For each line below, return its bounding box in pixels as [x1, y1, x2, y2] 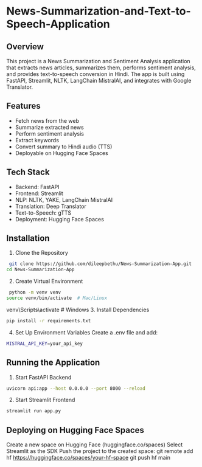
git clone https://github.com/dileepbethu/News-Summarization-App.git [9, 261, 192, 267]
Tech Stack [6, 167, 50, 178]
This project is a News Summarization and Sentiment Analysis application [6, 58, 190, 64]
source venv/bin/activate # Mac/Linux [6, 295, 108, 302]
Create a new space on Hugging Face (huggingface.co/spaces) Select [6, 441, 183, 448]
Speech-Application [6, 17, 111, 31]
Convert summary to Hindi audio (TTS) [15, 143, 113, 150]
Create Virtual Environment [15, 278, 83, 285]
